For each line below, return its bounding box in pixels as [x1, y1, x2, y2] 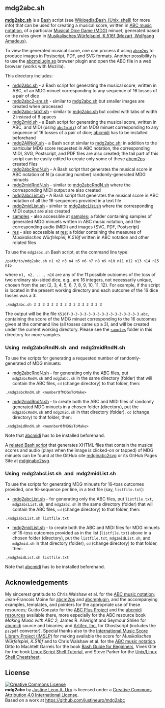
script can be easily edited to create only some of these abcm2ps [12, 155, 145, 162]
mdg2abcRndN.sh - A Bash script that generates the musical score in [12, 166, 153, 172]
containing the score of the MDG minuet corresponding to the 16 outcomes [5, 316, 157, 322]
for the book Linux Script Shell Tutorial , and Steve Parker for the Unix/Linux [5, 649, 157, 655]
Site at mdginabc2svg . [5, 458, 51, 464]
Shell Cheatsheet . [5, 654, 41, 660]
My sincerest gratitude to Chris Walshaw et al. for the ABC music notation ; [5, 591, 156, 597]
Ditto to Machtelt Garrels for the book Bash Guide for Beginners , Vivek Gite [5, 643, 157, 650]
